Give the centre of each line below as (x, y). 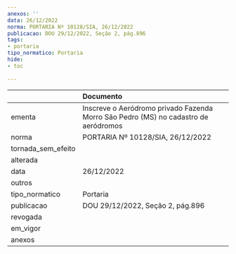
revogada (26, 217)
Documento (103, 96)
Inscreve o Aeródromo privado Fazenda (147, 108)
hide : (15, 60)
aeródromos (103, 126)
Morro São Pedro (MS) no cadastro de (145, 116)
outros (22, 182)
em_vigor (26, 228)
